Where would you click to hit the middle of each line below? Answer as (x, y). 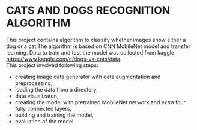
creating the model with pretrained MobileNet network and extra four (100, 102)
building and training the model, (54, 115)
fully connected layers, (43, 108)
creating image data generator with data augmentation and (88, 77)
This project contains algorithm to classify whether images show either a (96, 40)
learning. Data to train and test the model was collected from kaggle (90, 52)
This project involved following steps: (52, 65)
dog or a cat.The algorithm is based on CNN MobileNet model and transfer (98, 46)
